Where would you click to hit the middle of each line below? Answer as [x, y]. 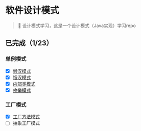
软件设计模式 [32, 10]
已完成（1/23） [29, 43]
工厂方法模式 [26, 117]
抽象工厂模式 [26, 123]
